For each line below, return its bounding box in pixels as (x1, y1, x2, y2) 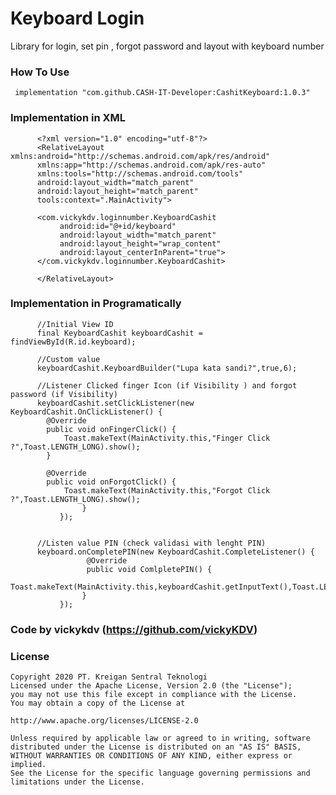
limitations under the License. (10, 777, 145, 787)
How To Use (10, 65, 70, 79)
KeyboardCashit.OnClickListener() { (10, 407, 163, 417)
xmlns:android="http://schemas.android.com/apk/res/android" (10, 151, 271, 161)
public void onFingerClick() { (46, 424, 177, 434)
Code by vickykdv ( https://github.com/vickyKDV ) (10, 622, 258, 636)
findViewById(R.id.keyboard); (10, 337, 137, 347)
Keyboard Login (10, 7, 145, 30)
